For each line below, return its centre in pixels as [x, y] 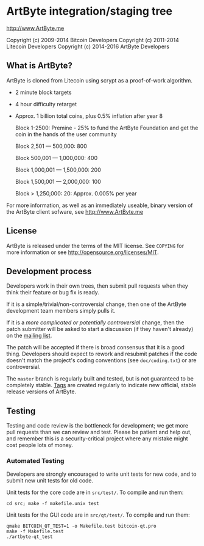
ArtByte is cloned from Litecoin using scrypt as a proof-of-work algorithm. [100, 80]
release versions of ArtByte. [41, 391]
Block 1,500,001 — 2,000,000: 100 [58, 181]
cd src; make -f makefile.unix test [53, 504]
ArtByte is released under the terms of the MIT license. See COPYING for [95, 246]
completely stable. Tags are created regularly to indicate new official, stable [101, 385]
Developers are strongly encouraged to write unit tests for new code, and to [101, 474]
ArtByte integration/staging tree [89, 11]
